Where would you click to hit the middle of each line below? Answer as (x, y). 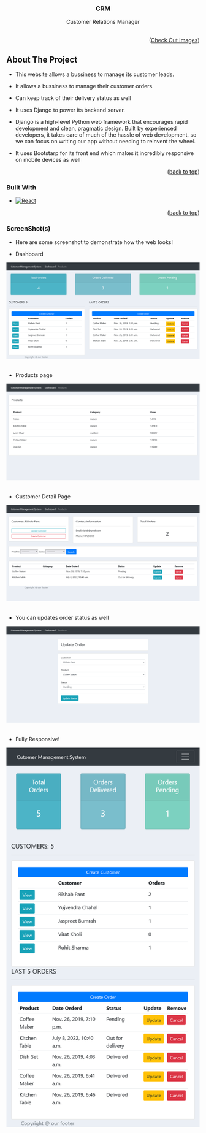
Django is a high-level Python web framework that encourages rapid (101, 122)
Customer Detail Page (43, 496)
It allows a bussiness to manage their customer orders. (85, 86)
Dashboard (29, 254)
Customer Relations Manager (103, 22)
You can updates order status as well (62, 618)
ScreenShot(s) (29, 229)
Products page (34, 375)
